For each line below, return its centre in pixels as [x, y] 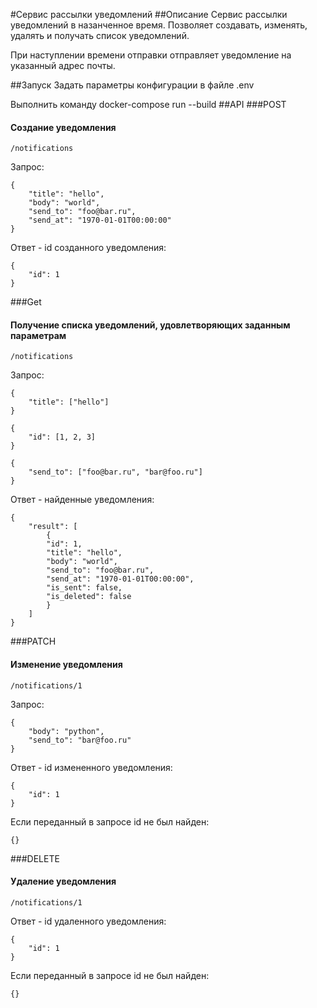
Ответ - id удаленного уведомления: [88, 921]
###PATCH [33, 641]
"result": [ [53, 527]
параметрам [38, 335]
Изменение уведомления [66, 664]
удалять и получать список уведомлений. [100, 35]
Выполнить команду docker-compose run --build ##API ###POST [148, 104]
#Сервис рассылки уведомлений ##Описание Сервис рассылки [149, 14]
